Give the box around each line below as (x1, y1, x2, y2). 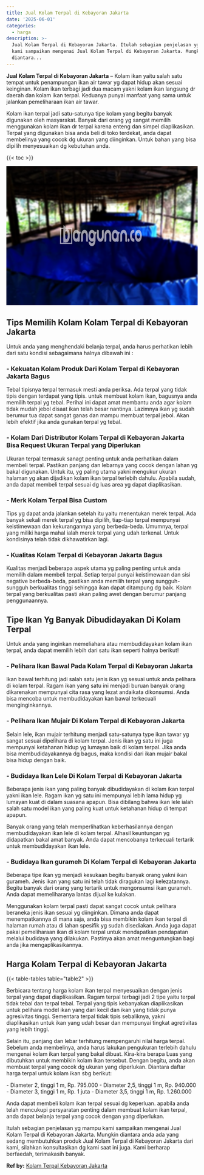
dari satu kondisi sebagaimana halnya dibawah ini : (6, 350, 134, 357)
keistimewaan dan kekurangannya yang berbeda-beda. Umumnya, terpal (6, 522, 189, 530)
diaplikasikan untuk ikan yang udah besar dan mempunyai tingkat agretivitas (6, 1019, 197, 1027)
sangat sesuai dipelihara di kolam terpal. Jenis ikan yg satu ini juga (6, 737, 173, 744)
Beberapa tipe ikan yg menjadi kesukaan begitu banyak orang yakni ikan (6, 872, 188, 879)
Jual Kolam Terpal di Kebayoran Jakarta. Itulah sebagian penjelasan (12, 42, 191, 48)
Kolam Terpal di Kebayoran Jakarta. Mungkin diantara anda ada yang (6, 1131, 179, 1139)
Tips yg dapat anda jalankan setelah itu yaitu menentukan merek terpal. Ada (6, 510, 196, 517)
